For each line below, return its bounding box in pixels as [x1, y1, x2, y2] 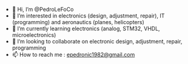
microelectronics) [12, 31, 56, 39]
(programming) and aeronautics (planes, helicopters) [12, 19, 144, 25]
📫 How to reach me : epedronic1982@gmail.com [12, 51, 135, 58]
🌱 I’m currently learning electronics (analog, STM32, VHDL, [12, 25, 160, 32]
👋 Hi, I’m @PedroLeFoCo [12, 6, 74, 13]
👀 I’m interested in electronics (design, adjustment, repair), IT [12, 12, 165, 19]
